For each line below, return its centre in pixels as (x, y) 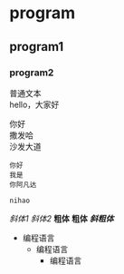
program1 (37, 47)
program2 (32, 73)
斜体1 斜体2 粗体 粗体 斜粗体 (62, 218)
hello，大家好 (34, 104)
